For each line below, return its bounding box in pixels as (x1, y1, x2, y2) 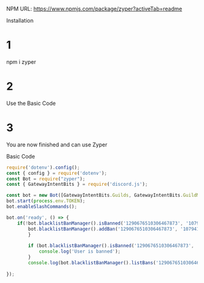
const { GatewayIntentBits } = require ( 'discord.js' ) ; (6, 182, 148, 188)
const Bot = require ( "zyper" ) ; (6, 176, 86, 182)
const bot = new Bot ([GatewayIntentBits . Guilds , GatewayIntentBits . (6, 193, 183, 199)
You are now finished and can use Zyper (6, 141, 107, 148)
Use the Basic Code (6, 100, 56, 107)
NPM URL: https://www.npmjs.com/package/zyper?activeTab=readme (6, 5, 182, 12)
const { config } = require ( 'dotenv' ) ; (6, 170, 107, 176)
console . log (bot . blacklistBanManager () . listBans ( (28, 259, 156, 266)
